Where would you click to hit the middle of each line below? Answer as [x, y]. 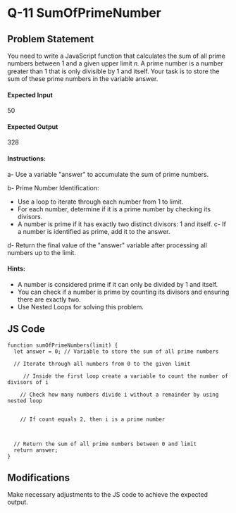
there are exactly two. [49, 299]
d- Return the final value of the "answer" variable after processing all [107, 245]
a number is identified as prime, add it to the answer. [94, 231]
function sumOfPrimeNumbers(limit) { [63, 345]
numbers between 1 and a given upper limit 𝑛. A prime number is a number [116, 63]
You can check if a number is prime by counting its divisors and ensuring [123, 292]
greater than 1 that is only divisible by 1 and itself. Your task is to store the [113, 71]
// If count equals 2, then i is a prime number [93, 419]
